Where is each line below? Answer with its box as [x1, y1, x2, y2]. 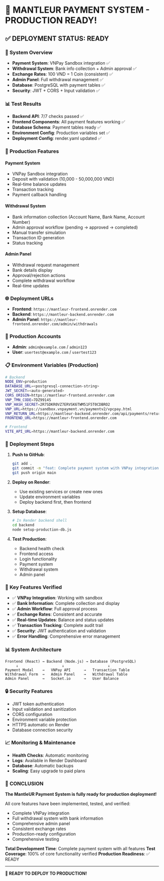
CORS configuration [12, 711, 53, 717]
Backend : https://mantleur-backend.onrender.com [12, 311, 114, 317]
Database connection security [12, 727, 73, 733]
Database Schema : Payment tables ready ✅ [12, 124, 102, 130]
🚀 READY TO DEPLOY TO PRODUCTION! [5, 871, 87, 877]
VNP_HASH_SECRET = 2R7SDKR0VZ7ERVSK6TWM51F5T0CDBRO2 [5, 402, 110, 407]
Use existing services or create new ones [19, 489, 103, 495]
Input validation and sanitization [12, 706, 77, 712]
